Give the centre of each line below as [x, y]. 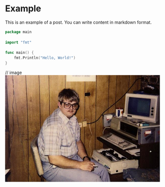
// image [14, 73]
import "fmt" [18, 42]
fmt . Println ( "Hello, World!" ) [45, 58]
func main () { [20, 53]
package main [18, 32]
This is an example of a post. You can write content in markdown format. [79, 22]
